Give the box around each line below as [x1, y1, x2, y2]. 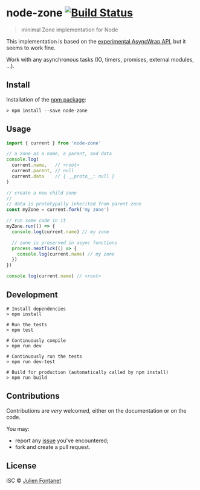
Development [6, 290, 59, 300]
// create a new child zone [6, 190, 77, 196]
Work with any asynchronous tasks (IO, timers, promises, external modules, [6, 56, 195, 63]
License [6, 461, 37, 471]
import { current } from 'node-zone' [6, 140, 102, 146]
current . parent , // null [11, 168, 74, 174]
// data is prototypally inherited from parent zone [6, 201, 142, 207]
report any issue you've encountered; [15, 437, 109, 444]
